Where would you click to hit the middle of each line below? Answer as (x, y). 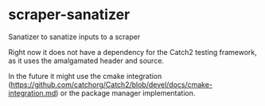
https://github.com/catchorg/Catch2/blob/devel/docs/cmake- (112, 84)
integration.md (32, 92)
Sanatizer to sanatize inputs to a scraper (74, 37)
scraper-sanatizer (69, 15)
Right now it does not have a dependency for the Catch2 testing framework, (132, 52)
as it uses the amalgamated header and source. (86, 61)
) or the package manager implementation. (125, 92)
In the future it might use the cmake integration (85, 76)
